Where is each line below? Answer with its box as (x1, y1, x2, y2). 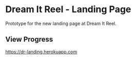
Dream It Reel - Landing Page (5, 4, 131, 15)
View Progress (5, 35, 53, 44)
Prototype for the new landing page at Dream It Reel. (5, 20, 116, 26)
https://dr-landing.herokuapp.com (5, 48, 77, 54)
